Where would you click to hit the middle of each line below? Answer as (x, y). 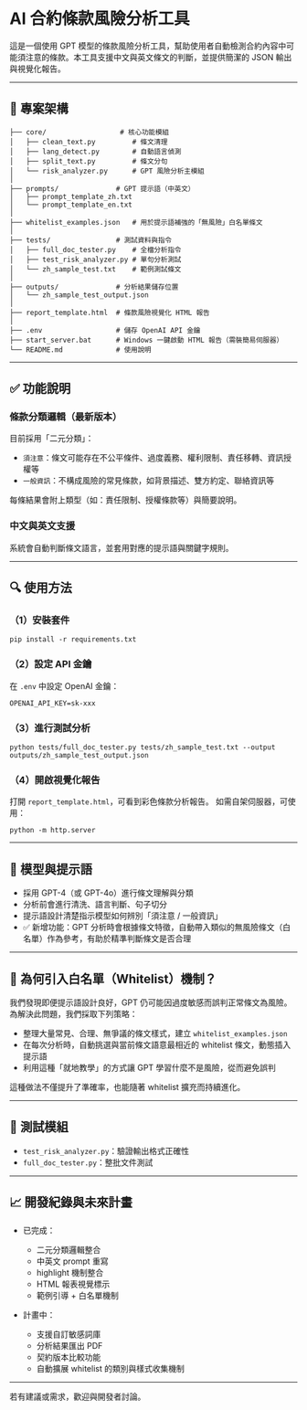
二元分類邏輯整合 (69, 1249)
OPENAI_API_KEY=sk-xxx (53, 703)
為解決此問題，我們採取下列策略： (74, 1013)
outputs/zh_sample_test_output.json (79, 756)
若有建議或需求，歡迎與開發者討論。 (78, 1396)
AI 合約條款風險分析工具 (100, 19)
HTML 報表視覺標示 (73, 1284)
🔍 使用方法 (41, 588)
